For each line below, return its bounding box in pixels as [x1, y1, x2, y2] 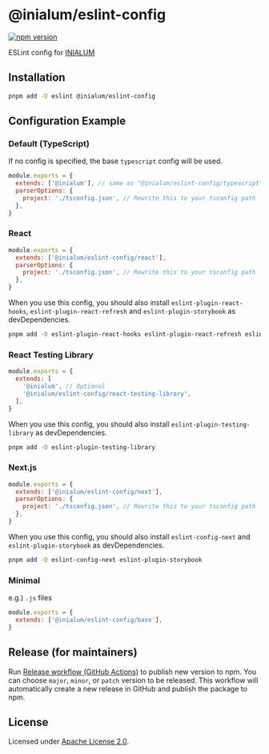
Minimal [8, 575, 41, 586]
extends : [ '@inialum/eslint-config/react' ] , [15, 254, 167, 262]
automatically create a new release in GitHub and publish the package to [8, 684, 248, 693]
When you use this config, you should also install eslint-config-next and [8, 531, 251, 541]
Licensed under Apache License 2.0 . [8, 736, 130, 746]
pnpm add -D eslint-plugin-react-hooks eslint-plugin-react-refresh [8, 331, 242, 339]
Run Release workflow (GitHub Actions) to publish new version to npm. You [8, 667, 257, 676]
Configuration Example [8, 114, 126, 128]
